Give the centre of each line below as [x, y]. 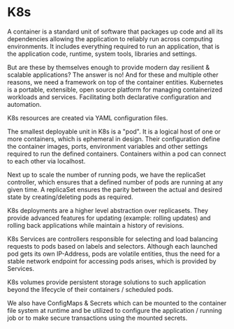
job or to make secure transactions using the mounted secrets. [97, 318]
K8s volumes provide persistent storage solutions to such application [107, 282]
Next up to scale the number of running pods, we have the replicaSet [107, 175]
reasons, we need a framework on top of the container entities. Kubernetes [115, 82]
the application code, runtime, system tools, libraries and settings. [102, 54]
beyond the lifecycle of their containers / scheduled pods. [90, 289]
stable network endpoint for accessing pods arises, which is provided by [112, 261]
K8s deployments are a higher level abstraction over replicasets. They [108, 210]
